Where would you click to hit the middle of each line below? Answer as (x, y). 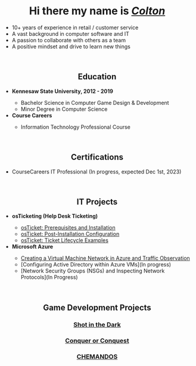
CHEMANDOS (97, 356)
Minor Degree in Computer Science (64, 109)
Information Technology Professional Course (76, 127)
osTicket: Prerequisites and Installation (68, 228)
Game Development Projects (97, 307)
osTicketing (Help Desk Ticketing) (55, 216)
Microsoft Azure (32, 247)
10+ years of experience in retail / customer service (75, 27)
